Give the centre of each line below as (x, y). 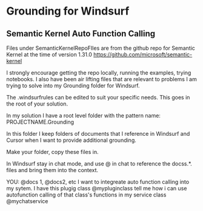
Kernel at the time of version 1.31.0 (49, 55)
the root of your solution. (37, 104)
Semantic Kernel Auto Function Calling (81, 34)
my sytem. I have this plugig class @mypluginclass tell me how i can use (97, 188)
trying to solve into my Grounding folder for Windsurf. (73, 85)
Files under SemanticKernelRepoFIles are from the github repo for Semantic (101, 48)
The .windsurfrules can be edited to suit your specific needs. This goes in (98, 97)
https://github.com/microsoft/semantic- (143, 55)
